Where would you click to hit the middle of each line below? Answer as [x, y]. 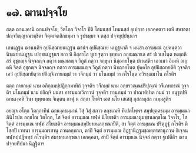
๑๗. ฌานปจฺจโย [37, 13]
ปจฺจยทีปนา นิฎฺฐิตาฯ [25, 143]
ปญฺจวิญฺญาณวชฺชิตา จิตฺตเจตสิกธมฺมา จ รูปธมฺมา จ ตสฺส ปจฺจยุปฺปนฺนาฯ [72, 36]
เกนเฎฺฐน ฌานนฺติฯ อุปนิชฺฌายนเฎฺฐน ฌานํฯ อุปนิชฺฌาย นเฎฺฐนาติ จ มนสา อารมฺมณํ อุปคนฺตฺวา [94, 47]
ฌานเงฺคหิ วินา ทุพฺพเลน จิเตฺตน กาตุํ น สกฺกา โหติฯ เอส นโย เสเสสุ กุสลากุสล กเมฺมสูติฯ [89, 98]
